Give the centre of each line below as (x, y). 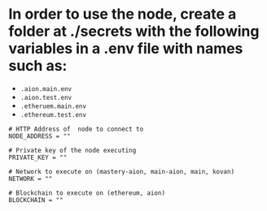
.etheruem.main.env (53, 106)
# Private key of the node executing (72, 150)
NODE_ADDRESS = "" (39, 136)
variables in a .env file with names (126, 49)
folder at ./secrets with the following (134, 31)
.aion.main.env (46, 89)
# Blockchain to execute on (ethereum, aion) (87, 193)
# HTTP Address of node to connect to (76, 129)
